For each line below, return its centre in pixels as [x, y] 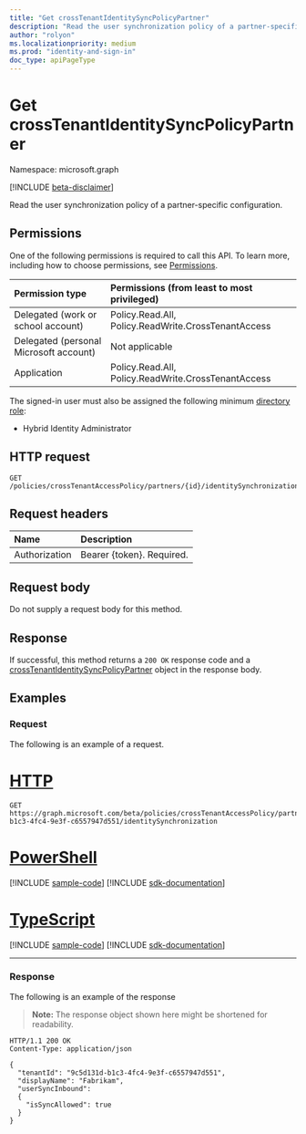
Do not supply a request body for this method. [96, 609]
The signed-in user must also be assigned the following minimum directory [150, 401]
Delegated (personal [58, 340]
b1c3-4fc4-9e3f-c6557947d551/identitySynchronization [114, 821]
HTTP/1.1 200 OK [40, 1041]
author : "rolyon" [42, 35]
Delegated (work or [56, 314]
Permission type [51, 293]
